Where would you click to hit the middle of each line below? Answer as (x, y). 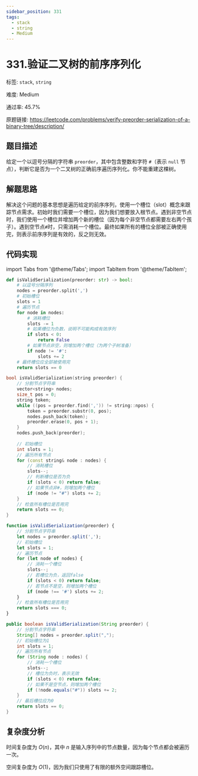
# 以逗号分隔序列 (35, 285)
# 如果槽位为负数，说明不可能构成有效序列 (72, 329)
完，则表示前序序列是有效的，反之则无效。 (58, 234)
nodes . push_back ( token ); (58, 416)
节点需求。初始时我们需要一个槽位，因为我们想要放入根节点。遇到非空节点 (101, 212)
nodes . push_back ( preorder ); (51, 433)
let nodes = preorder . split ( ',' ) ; (59, 537)
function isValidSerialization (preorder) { (60, 526)
